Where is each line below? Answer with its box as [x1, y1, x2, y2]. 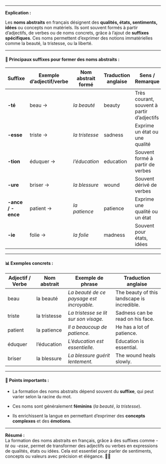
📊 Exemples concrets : [5, 260, 53, 266]
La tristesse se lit [68, 309, 107, 316]
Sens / [139, 72, 155, 79]
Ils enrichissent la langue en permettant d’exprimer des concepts [12, 413, 146, 419]
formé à [135, 155, 153, 162]
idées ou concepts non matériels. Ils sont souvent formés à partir [5, 25, 138, 30]
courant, [135, 96, 155, 103]
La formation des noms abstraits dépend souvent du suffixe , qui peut [12, 388, 154, 394]
